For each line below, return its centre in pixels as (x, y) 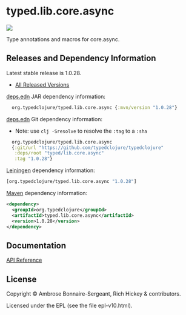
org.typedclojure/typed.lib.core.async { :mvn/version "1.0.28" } (95, 107)
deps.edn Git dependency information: (55, 119)
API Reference (24, 260)
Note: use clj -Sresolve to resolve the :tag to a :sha (81, 131)
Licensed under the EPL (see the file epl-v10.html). (69, 305)
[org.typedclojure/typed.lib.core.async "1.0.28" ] (71, 182)
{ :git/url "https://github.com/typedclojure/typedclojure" (88, 148)
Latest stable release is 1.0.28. (44, 73)
